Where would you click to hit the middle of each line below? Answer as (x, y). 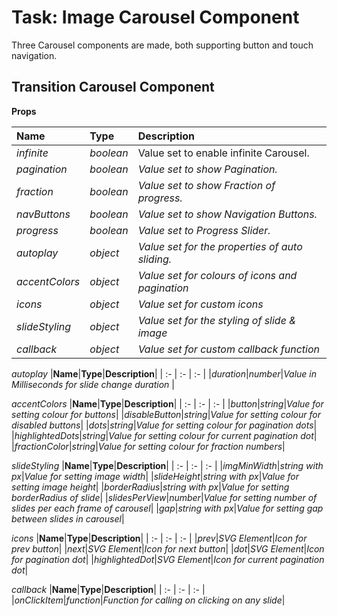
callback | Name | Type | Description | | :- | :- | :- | (108, 589)
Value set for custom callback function (229, 349)
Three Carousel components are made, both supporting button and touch (162, 45)
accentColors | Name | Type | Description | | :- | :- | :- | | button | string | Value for (167, 403)
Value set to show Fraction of (206, 185)
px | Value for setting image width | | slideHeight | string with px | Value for (155, 476)
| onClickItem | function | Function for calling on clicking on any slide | (148, 600)
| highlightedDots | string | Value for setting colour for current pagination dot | (164, 435)
